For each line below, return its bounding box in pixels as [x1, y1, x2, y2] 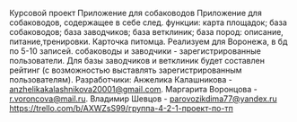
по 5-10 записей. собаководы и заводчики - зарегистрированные [9, 46, 262, 57]
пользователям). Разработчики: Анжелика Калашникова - [9, 74, 233, 84]
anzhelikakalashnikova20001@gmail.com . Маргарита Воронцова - [9, 84, 258, 94]
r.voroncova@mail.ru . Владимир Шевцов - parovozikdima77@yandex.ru [9, 93, 277, 104]
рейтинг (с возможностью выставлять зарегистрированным [9, 65, 242, 75]
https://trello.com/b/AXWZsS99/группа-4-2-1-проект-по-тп [9, 103, 233, 113]
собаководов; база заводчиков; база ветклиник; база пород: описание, [9, 27, 284, 37]
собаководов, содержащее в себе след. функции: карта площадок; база [9, 17, 287, 28]
